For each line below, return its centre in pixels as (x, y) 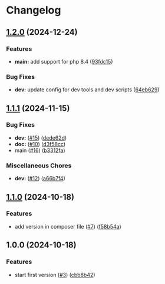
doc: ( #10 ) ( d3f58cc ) (40, 144)
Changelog (34, 10)
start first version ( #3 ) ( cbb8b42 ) (55, 275)
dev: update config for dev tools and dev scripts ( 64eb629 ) (87, 90)
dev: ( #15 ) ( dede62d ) (41, 138)
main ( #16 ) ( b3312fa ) (40, 150)
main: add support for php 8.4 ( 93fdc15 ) (64, 61)
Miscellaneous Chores (39, 166)
